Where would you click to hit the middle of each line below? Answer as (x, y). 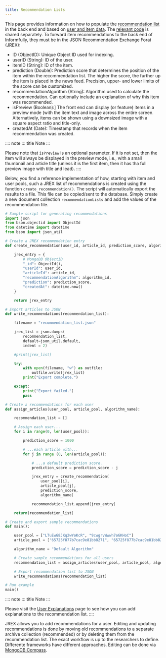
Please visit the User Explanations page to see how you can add (70, 609)
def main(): (17, 527)
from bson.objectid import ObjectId (43, 223)
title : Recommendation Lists (35, 10)
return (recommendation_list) (44, 513)
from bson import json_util (34, 232)
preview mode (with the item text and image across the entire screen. (83, 113)
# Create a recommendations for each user (49, 405)
